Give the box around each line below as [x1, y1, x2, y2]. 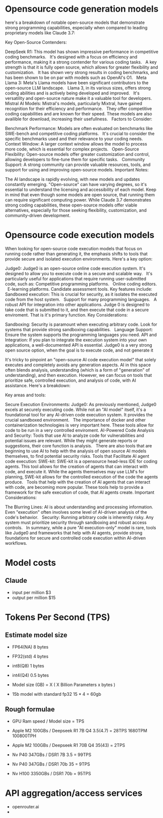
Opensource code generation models [5, 3, 159, 15]
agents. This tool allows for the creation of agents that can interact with [5, 464, 148, 469]
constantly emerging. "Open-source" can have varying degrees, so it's [5, 181, 147, 187]
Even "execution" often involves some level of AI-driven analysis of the [5, 509, 147, 515]
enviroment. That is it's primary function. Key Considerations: [5, 312, 128, 317]
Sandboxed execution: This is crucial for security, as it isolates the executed [5, 291, 157, 297]
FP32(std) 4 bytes [12, 653, 49, 659]
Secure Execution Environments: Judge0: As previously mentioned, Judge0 [5, 401, 157, 407]
